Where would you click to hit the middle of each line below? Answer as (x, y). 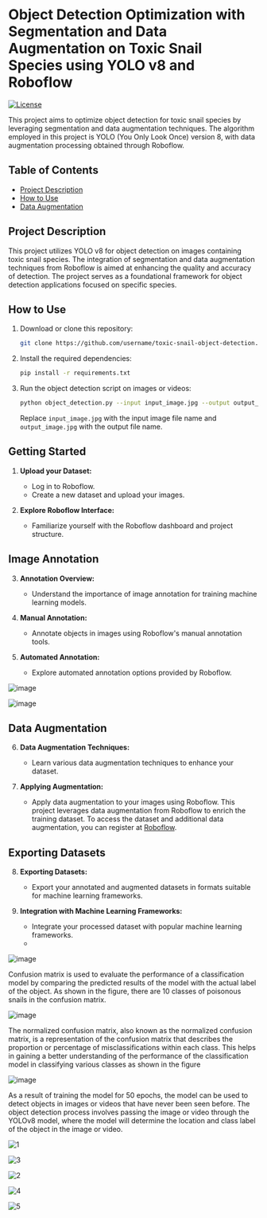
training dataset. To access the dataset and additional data (128, 819)
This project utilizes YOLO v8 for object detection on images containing (125, 251)
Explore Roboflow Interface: (67, 510)
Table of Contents (54, 170)
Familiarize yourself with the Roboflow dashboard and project (132, 525)
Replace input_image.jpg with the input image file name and (118, 418)
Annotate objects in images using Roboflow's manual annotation (137, 633)
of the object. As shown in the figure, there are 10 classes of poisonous (125, 991)
